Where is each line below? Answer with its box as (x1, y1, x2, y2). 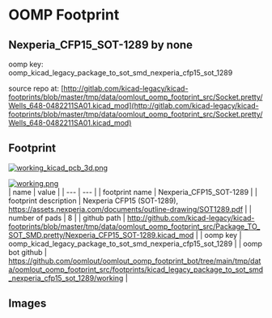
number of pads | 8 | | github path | (8, 213, 125, 223)
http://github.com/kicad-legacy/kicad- (126, 213, 255, 223)
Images (8, 297, 47, 311)
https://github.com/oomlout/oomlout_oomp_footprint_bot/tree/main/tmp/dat (8, 256, 261, 265)
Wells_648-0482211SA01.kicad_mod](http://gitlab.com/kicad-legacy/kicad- (8, 101, 259, 110)
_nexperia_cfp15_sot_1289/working (8, 273, 124, 282)
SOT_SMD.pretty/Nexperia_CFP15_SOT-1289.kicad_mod (8, 230, 194, 240)
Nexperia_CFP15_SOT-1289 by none (8, 38, 193, 52)
